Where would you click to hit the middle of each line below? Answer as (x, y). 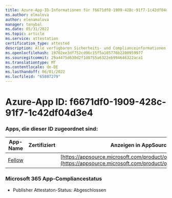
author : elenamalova (27, 19)
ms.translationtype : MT (31, 62)
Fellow (16, 160)
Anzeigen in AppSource (140, 145)
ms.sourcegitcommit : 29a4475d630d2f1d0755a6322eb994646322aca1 (74, 58)
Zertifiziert (42, 145)
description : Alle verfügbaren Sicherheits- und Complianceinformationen (86, 48)
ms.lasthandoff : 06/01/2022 (35, 72)
